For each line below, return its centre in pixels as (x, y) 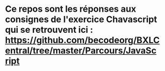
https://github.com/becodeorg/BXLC (82, 40)
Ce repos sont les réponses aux (71, 9)
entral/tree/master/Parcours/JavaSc (81, 51)
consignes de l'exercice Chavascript (81, 19)
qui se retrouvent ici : (49, 30)
